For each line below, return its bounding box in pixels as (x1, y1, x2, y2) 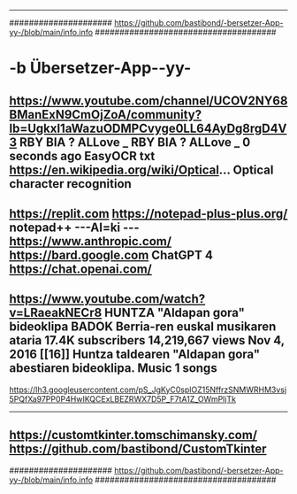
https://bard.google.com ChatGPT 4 (9, 247, 214, 262)
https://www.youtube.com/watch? (9, 291, 206, 306)
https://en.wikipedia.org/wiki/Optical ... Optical (9, 162, 274, 177)
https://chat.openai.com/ (9, 261, 153, 276)
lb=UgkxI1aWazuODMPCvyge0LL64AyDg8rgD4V (9, 120, 287, 135)
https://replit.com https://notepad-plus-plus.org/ (9, 205, 288, 221)
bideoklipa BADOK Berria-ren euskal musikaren (9, 320, 277, 335)
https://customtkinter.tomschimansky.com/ (9, 428, 258, 443)
